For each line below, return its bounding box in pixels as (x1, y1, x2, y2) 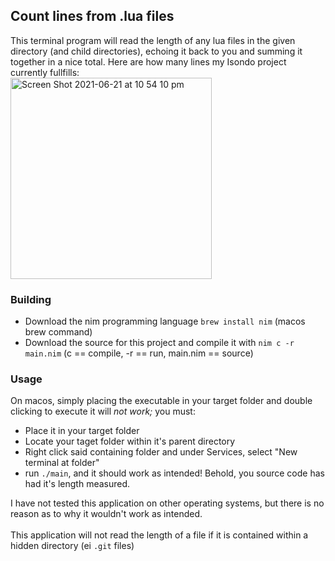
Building (10, 292, 52, 306)
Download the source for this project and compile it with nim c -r (24, 337, 295, 349)
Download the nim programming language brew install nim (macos (24, 315, 306, 328)
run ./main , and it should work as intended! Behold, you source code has (24, 467, 325, 479)
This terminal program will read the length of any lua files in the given (10, 34, 296, 46)
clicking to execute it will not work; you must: (10, 405, 196, 418)
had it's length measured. (24, 478, 131, 490)
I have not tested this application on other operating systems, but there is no (10, 497, 325, 509)
